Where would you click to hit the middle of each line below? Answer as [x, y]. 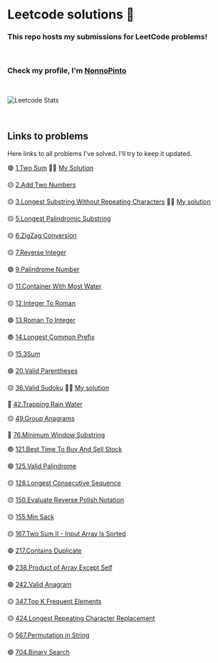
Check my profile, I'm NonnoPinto [67, 71]
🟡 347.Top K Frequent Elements [54, 601]
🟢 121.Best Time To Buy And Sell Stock [65, 449]
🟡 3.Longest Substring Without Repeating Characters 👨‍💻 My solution [109, 202]
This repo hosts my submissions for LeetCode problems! [108, 37]
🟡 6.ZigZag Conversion [42, 235]
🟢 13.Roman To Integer [42, 320]
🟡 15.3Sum [24, 354]
